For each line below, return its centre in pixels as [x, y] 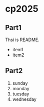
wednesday [24, 99]
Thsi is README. [22, 40]
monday [21, 88]
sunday [20, 83]
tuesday [21, 94]
